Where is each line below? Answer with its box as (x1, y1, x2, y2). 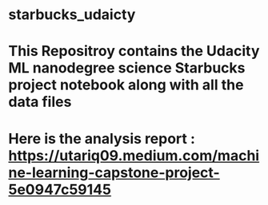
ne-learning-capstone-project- (8, 164, 220, 181)
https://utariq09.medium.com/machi (8, 146, 260, 164)
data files (8, 93, 72, 111)
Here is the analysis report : (8, 129, 196, 148)
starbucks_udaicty (8, 6, 136, 24)
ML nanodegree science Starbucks (8, 59, 246, 77)
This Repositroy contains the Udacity (8, 42, 260, 61)
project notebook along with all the (8, 76, 244, 94)
